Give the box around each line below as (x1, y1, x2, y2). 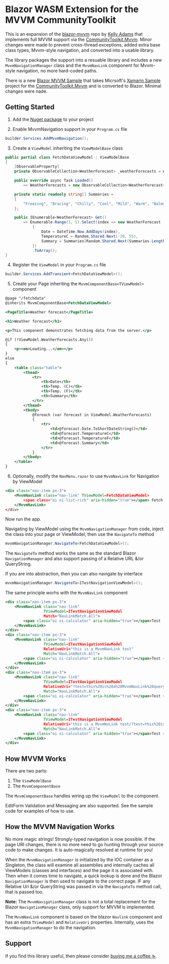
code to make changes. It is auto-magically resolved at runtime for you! (5, 847, 153, 853)
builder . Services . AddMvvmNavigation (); (5, 135, 89, 141)
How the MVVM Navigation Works (5, 822, 115, 831)
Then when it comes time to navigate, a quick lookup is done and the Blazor (5, 873, 162, 879)
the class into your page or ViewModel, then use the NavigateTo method (5, 531, 154, 537)
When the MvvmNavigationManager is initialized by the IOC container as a (5, 856, 153, 862)
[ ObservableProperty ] (14, 164, 59, 169)
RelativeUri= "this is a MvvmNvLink (43, 721, 118, 726)
